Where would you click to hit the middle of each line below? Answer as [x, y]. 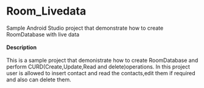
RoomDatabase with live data [43, 34]
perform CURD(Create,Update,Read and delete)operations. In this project [98, 66]
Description [22, 47]
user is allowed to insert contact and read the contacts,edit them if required [101, 73]
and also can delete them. [39, 80]
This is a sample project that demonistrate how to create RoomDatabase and [102, 60]
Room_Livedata [46, 11]
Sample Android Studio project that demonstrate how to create [85, 28]
